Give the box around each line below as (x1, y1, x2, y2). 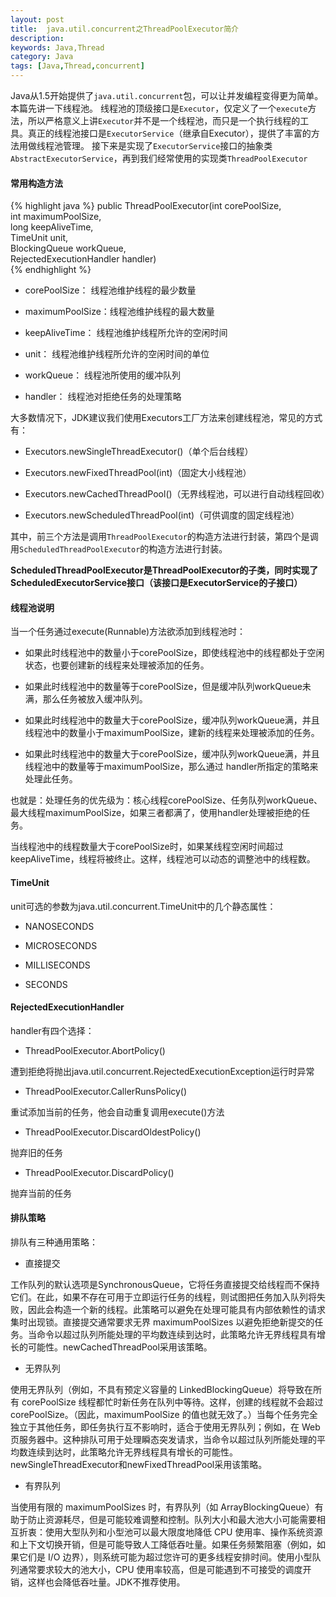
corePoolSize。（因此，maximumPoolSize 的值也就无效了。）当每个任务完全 (10, 1409, 318, 1421)
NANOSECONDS (24, 920, 95, 932)
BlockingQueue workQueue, (10, 242, 127, 255)
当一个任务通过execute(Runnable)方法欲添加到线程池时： (10, 626, 247, 638)
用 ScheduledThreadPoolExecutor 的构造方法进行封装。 (10, 543, 228, 555)
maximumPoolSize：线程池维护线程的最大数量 (24, 306, 215, 318)
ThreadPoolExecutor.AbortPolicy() (24, 1044, 166, 1056)
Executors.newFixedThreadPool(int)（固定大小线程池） (24, 467, 252, 479)
